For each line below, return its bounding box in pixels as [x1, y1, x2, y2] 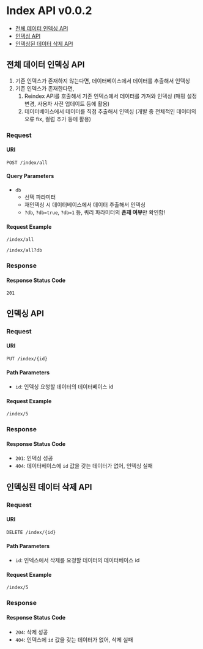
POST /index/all [6, 160, 48, 166]
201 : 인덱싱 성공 [15, 454, 53, 462]
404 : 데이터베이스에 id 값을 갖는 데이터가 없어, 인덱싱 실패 [15, 462, 153, 470]
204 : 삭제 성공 [15, 628, 48, 636]
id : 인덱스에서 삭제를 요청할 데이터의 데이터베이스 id [15, 557, 140, 564]
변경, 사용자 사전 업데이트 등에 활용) [24, 100, 110, 107]
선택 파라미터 [24, 193, 56, 201]
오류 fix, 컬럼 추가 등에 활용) [24, 115, 92, 122]
